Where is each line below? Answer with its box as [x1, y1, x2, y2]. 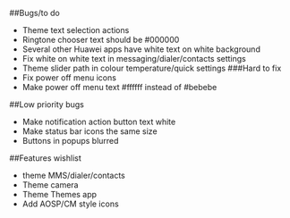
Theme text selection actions [21, 25, 130, 35]
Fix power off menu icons [21, 72, 116, 83]
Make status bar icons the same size [21, 126, 158, 137]
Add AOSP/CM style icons [21, 198, 119, 209]
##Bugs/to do [9, 8, 60, 18]
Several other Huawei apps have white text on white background [21, 44, 261, 54]
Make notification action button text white [21, 116, 176, 127]
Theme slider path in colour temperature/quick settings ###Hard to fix [21, 63, 282, 73]
